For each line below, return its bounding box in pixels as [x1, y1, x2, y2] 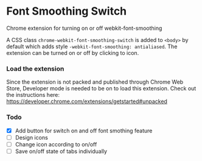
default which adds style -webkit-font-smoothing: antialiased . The [6, 43, 178, 50]
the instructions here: [6, 91, 60, 99]
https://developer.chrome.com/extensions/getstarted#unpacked [6, 98, 167, 105]
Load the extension [6, 64, 64, 73]
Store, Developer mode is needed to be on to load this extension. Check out [6, 85, 197, 92]
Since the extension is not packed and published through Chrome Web [6, 78, 184, 86]
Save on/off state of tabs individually [15, 148, 108, 155]
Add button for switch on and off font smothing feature [15, 127, 153, 134]
